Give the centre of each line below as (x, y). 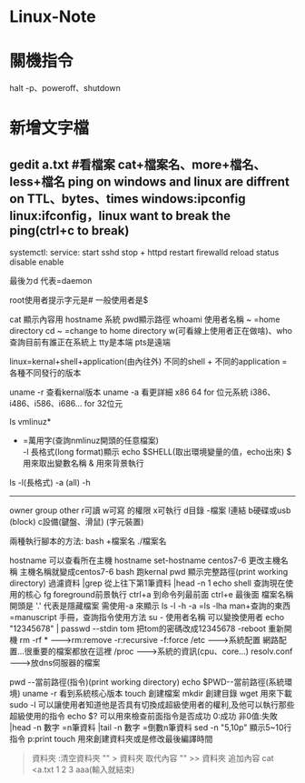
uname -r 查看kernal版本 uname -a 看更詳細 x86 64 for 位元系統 (129, 392)
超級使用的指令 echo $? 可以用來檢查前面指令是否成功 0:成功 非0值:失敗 (144, 717)
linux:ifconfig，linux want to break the (120, 216)
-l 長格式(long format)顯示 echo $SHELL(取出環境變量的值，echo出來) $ (157, 452)
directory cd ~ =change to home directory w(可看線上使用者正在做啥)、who (151, 331)
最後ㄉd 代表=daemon (51, 281)
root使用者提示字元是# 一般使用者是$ (79, 300)
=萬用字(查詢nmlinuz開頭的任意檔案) (90, 441)
